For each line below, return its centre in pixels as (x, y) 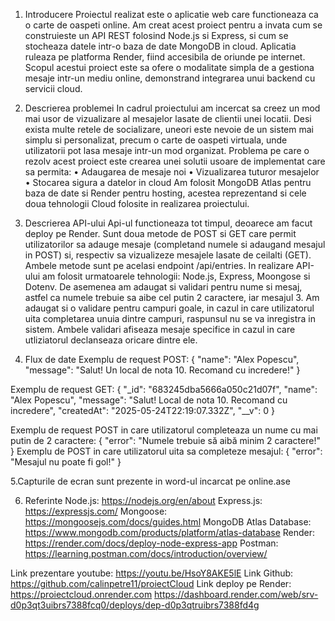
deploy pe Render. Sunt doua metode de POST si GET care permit (160, 233)
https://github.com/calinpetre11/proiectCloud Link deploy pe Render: (151, 583)
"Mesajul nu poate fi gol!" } (66, 462)
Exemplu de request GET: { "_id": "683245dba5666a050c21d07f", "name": (164, 389)
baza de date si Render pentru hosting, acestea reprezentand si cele (165, 193)
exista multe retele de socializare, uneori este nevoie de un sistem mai (169, 129)
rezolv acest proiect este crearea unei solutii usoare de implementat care (175, 161)
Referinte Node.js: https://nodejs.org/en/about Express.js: (143, 500)
